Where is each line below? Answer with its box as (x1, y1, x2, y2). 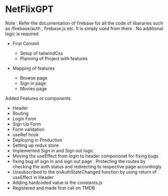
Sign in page (20, 80, 46, 86)
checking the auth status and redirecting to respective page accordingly (12, 163, 162, 169)
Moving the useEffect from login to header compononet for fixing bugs (12, 153, 159, 159)
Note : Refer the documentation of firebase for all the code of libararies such (5, 20, 163, 26)
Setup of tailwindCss (20, 50, 63, 56)
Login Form (12, 115, 37, 121)
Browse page (20, 75, 48, 81)
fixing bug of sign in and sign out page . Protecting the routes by (12, 158, 146, 164)
